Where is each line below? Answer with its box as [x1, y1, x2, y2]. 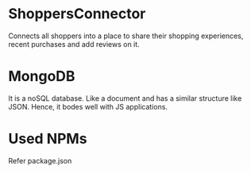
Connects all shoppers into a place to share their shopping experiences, [8, 31, 244, 40]
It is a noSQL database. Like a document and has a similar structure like [8, 93, 242, 103]
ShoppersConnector [8, 5, 146, 23]
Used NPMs [8, 130, 87, 148]
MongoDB [8, 67, 75, 86]
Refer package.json [8, 156, 72, 165]
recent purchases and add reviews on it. [8, 39, 141, 48]
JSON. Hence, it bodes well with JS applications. [8, 102, 168, 111]
